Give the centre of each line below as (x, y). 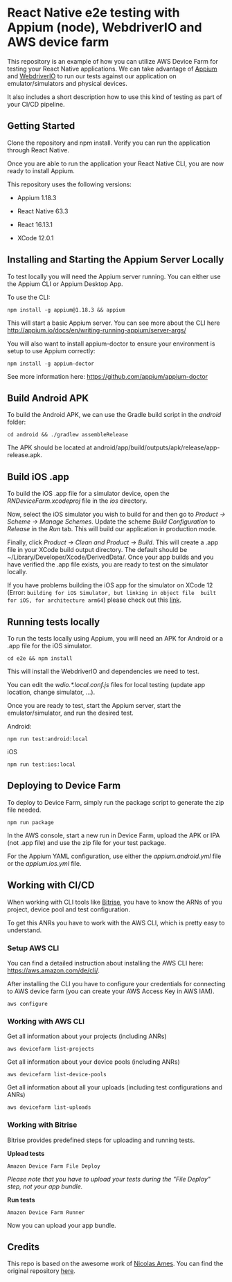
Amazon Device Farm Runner (46, 1212)
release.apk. (25, 455)
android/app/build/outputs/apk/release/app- (157, 447)
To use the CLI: (29, 297)
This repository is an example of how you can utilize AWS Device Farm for (113, 61)
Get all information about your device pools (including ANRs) (93, 1062)
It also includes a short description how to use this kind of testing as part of (115, 97)
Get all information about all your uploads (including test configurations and (115, 1087)
